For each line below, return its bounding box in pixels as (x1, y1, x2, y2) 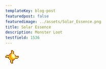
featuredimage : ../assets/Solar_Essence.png (5, 19, 101, 24)
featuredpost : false (5, 13, 49, 19)
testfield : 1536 (5, 35, 40, 40)
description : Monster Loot (5, 30, 63, 35)
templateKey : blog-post (5, 8, 56, 13)
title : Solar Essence (5, 25, 51, 30)
